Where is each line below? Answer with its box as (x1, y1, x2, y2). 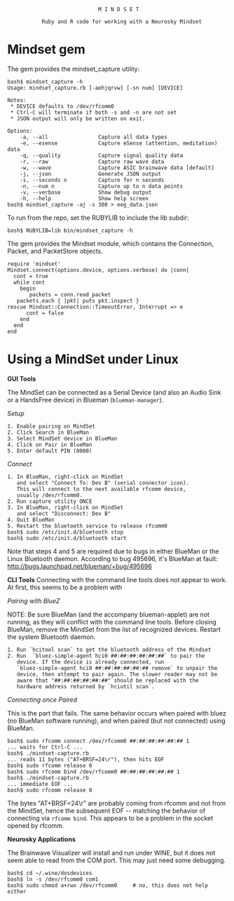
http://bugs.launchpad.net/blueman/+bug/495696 (7, 562, 152, 570)
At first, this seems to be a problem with (7, 583, 123, 591)
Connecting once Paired (7, 695, 78, 704)
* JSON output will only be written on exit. (10, 115, 146, 122)
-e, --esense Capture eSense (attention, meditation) (20, 140, 218, 147)
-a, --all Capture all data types (20, 133, 168, 140)
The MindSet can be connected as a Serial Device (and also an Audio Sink (7, 388, 221, 396)
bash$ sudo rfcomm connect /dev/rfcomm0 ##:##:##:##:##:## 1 (7, 737, 190, 744)
